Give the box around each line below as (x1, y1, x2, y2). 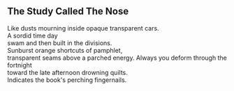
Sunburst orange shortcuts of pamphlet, (7, 46, 123, 54)
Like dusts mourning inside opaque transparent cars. (7, 24, 159, 32)
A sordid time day (7, 31, 58, 40)
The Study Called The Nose (7, 6, 129, 17)
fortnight (7, 60, 33, 69)
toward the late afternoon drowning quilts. (7, 68, 128, 76)
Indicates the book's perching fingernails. (7, 76, 127, 84)
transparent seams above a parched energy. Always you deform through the (7, 53, 227, 62)
